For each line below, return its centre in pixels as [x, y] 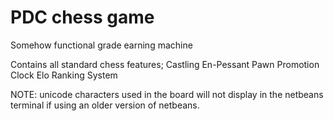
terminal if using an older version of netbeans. [105, 105]
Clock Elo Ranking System [64, 75]
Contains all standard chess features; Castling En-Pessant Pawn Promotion [165, 64]
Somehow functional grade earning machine [101, 45]
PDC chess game [82, 17]
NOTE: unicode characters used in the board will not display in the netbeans [167, 94]
